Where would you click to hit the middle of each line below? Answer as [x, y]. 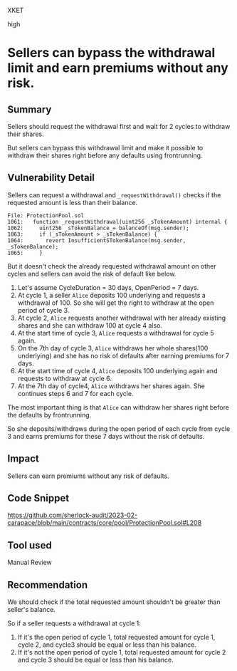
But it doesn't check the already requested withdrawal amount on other [112, 266]
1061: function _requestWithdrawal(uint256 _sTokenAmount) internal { [117, 222]
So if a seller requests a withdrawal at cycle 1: [74, 623]
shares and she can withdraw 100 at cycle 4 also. [90, 325]
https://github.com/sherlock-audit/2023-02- [73, 515]
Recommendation [47, 584]
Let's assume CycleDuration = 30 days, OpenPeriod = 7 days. [108, 287]
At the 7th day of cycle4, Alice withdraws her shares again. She [111, 386]
